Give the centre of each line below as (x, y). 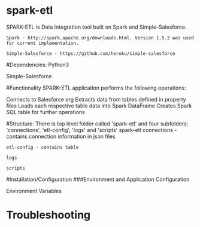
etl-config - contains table (43, 147)
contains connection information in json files (61, 136)
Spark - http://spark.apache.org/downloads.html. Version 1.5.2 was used (100, 38)
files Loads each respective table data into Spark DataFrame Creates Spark (99, 106)
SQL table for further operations (46, 112)
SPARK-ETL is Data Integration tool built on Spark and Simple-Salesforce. (96, 27)
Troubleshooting (49, 215)
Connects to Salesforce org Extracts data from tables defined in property (96, 99)
